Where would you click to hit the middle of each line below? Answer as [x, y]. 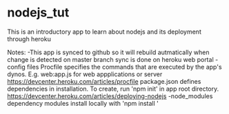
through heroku [29, 38]
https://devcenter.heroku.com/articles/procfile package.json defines [104, 81]
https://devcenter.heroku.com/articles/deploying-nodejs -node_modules [110, 96]
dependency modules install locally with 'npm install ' [83, 103]
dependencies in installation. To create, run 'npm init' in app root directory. [113, 89]
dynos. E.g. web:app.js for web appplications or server [85, 74]
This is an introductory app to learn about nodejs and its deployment [104, 32]
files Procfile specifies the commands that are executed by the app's [124, 67]
